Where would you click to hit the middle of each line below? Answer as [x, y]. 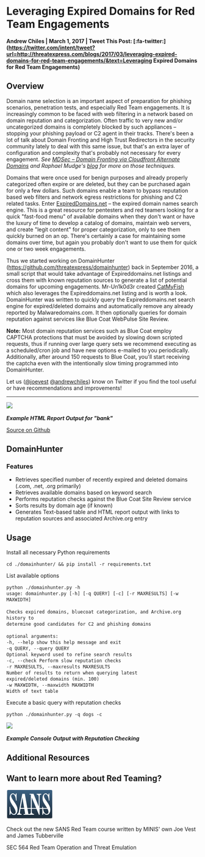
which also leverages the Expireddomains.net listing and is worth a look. [97, 293]
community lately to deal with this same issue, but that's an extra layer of [98, 146]
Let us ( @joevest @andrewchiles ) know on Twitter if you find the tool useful [101, 381]
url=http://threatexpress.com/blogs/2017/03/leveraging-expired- [92, 54]
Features [20, 467]
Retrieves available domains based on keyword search [84, 493]
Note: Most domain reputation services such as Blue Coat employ [89, 331]
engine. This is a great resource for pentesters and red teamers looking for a [102, 210]
